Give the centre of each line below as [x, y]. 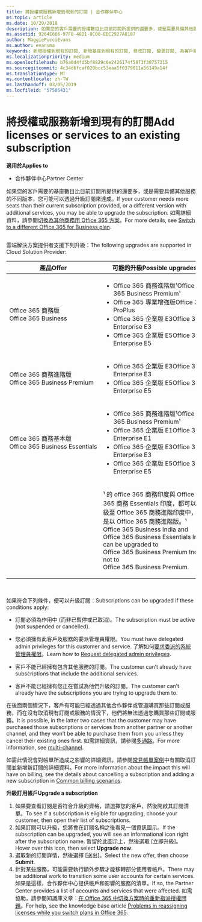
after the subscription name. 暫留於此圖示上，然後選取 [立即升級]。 [98, 841]
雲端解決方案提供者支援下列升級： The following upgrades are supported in [99, 245]
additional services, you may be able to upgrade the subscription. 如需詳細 [99, 212]
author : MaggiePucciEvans [38, 40]
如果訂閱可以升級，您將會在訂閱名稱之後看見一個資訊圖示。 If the [95, 827]
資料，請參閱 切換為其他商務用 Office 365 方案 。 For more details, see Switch [101, 220]
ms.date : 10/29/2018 [32, 23]
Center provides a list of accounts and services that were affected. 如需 [103, 891]
